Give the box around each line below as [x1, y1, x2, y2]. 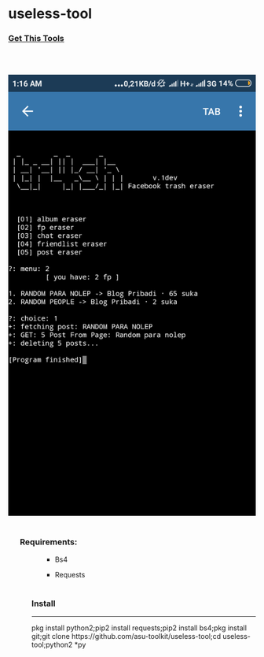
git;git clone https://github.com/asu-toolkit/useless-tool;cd [31, 632, 222, 641]
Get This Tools [8, 33, 64, 44]
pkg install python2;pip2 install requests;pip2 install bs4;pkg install [31, 623, 247, 633]
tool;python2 [31, 640, 73, 650]
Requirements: [19, 536, 78, 547]
